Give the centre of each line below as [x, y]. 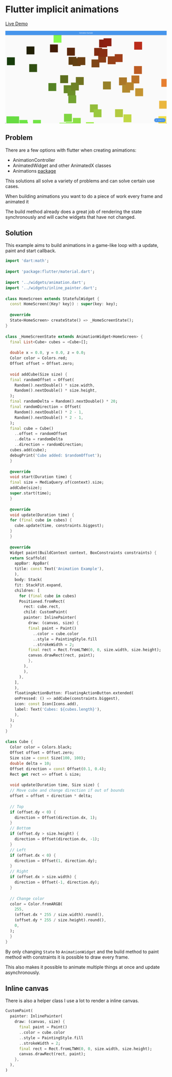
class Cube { [19, 742]
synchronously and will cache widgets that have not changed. [71, 217]
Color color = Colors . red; [39, 358]
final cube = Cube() [32, 428]
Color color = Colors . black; [41, 747]
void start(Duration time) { [41, 477]
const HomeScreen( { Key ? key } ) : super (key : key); [64, 304]
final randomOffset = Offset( [42, 380]
